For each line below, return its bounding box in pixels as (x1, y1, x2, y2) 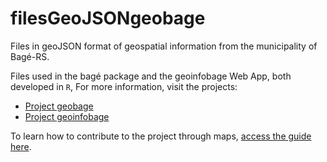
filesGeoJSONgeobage (10, 7, 206, 30)
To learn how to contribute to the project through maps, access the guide (10, 130, 312, 142)
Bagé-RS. (10, 50, 50, 62)
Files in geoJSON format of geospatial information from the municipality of (10, 40, 318, 52)
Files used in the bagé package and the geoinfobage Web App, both (10, 70, 292, 82)
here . (10, 140, 32, 152)
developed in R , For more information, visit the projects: (10, 80, 238, 92)
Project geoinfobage (24, 110, 110, 122)
